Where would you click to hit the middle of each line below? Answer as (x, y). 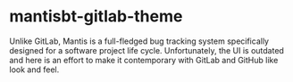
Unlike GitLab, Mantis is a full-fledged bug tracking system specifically (139, 41)
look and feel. (34, 70)
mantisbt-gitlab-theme (96, 16)
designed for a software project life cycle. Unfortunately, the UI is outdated (146, 50)
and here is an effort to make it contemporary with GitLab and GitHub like (144, 60)
